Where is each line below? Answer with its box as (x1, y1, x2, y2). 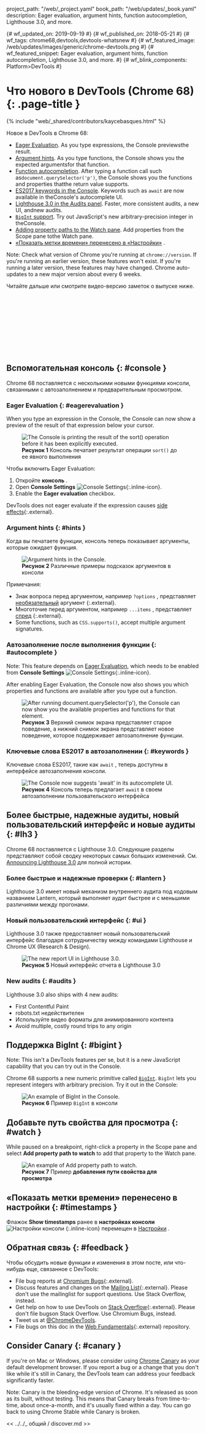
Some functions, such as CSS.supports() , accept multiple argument (15, 619, 186, 626)
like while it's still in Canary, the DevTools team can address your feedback (6, 1370, 196, 1377)
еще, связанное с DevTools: (26, 1265, 99, 1272)
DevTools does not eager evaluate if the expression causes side (6, 502, 168, 509)
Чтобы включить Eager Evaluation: (6, 465, 96, 472)
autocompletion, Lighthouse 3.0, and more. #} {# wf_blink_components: (6, 56, 188, 63)
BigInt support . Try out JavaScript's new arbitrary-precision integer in (15, 213, 193, 220)
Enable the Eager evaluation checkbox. (15, 490, 115, 498)
